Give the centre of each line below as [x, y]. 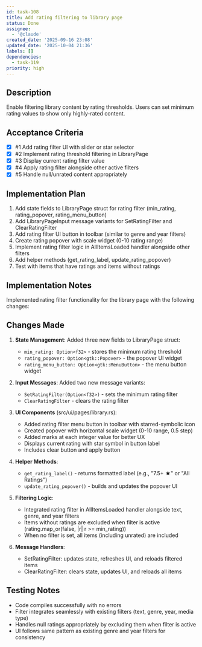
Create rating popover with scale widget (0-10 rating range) [89, 241]
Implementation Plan [46, 194]
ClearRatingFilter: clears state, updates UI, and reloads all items [103, 571]
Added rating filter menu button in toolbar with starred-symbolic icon [109, 424]
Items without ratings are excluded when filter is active [92, 522]
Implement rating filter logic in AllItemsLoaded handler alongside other [102, 247]
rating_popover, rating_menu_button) [61, 215]
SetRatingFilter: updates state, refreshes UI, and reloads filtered [103, 558]
